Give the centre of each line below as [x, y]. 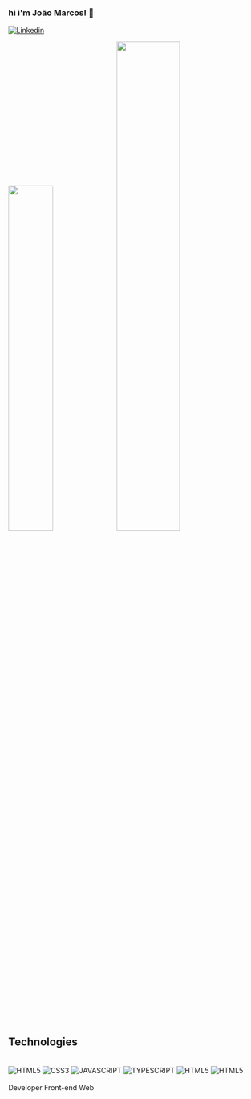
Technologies [43, 1042]
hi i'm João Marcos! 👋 [51, 13]
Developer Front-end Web [51, 1087]
